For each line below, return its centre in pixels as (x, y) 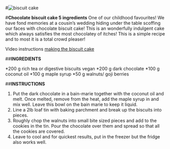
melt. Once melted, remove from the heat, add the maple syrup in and (86, 99)
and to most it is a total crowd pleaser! (45, 39)
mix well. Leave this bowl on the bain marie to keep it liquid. (75, 104)
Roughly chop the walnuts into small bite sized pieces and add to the (84, 121)
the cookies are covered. (39, 131)
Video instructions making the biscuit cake (50, 49)
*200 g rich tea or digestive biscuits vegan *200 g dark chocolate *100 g (82, 69)
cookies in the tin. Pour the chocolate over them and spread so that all (86, 126)
